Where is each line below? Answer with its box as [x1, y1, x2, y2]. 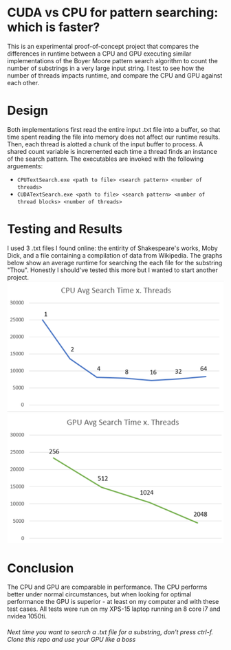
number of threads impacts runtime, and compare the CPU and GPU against [7, 71, 223, 80]
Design [7, 103, 49, 118]
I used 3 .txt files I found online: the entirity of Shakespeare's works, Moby [7, 244, 218, 252]
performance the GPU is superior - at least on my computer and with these [7, 598, 219, 606]
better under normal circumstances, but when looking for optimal [7, 590, 192, 598]
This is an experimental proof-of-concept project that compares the [7, 42, 199, 50]
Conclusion [7, 560, 74, 576]
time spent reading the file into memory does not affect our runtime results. [7, 133, 220, 141]
